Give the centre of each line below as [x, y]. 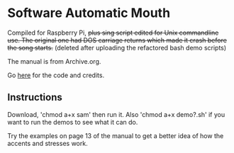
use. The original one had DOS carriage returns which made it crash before [117, 40]
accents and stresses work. [48, 143]
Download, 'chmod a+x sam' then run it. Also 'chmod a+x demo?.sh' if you [116, 114]
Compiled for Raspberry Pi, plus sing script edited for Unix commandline [113, 33]
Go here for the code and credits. [56, 75]
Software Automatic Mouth [89, 13]
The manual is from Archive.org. [54, 61]
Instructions [35, 97]
